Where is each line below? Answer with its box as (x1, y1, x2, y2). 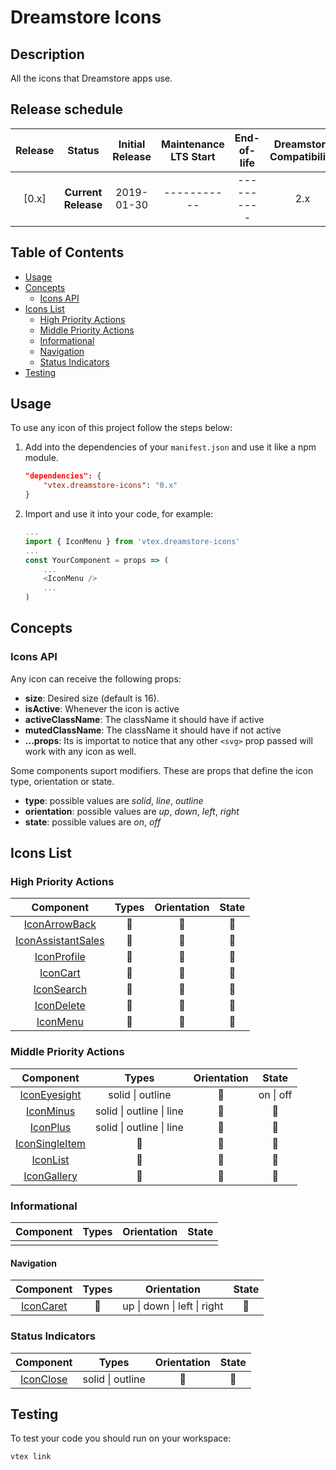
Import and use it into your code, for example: (24, 508, 214, 520)
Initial (118, 137, 146, 151)
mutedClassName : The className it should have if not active (24, 724, 282, 736)
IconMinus (25, 1104, 76, 1118)
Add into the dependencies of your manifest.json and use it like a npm (24, 441, 317, 453)
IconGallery (23, 1169, 78, 1183)
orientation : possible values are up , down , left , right (24, 805, 240, 817)
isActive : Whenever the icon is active (24, 702, 180, 715)
